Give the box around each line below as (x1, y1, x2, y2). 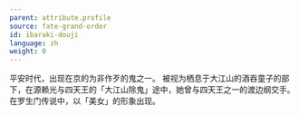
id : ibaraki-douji (9, 30, 79, 39)
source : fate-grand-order (9, 22, 107, 31)
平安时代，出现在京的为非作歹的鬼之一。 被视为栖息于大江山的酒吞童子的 (9, 73, 282, 84)
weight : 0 (9, 47, 47, 56)
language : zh (9, 38, 59, 48)
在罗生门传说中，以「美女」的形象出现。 (9, 96, 160, 107)
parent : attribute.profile (9, 13, 111, 23)
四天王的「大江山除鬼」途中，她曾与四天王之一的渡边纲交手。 (64, 84, 295, 95)
